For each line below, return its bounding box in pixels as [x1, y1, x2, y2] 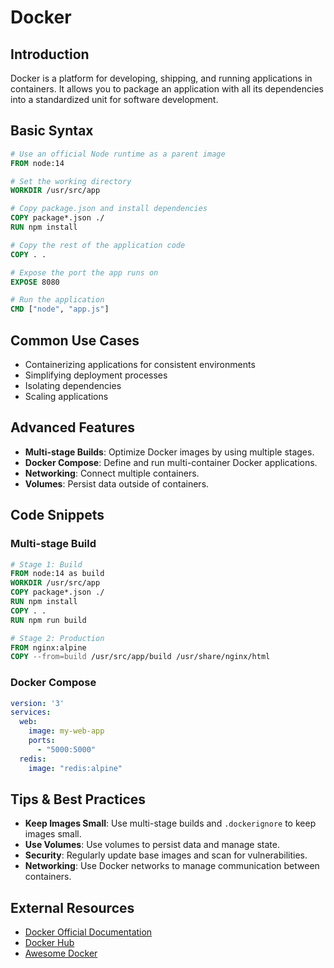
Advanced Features [10, 419, 136, 436]
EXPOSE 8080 [10, 277, 60, 287]
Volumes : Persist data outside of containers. [24, 477, 210, 490]
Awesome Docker [24, 947, 98, 960]
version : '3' [10, 698, 65, 708]
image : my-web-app [28, 726, 105, 736]
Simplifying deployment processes [24, 369, 168, 381]
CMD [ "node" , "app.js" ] [10, 304, 110, 315]
